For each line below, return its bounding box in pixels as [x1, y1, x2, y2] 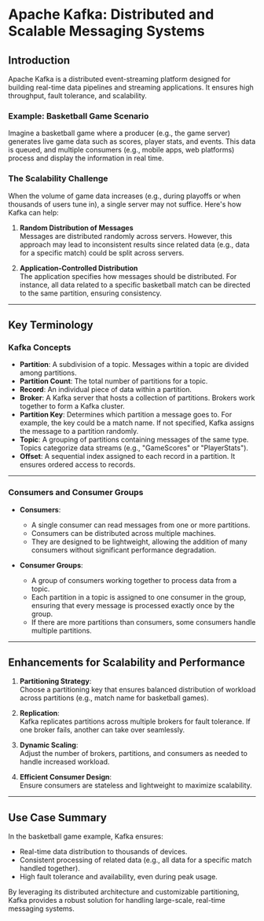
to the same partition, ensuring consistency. [19, 288, 163, 298]
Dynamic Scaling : [19, 740, 79, 750]
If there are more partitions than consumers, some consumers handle [31, 617, 256, 626]
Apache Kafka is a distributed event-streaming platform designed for [8, 75, 231, 83]
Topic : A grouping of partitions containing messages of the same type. [19, 435, 249, 445]
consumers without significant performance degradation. [31, 545, 217, 555]
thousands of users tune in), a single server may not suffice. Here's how [8, 199, 242, 209]
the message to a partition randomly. [19, 427, 139, 436]
